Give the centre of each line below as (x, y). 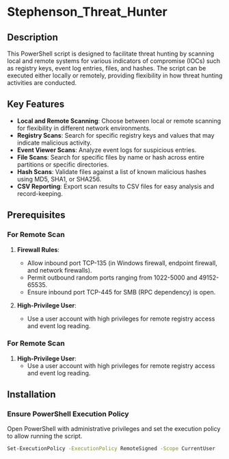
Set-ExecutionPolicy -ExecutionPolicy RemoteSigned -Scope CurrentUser (111, 449)
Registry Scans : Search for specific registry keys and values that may (116, 135)
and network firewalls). (59, 270)
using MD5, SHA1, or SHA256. (59, 179)
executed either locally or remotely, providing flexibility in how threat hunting (115, 75)
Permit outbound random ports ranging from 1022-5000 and (112, 277)
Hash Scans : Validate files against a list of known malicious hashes (111, 171)
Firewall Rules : (38, 249)
